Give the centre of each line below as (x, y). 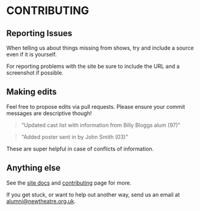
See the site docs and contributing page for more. (69, 183)
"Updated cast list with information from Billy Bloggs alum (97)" (101, 125)
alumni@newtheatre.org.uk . (41, 201)
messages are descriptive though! (49, 113)
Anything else (34, 168)
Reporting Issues (39, 33)
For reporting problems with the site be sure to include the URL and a (93, 66)
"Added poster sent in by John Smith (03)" (75, 137)
